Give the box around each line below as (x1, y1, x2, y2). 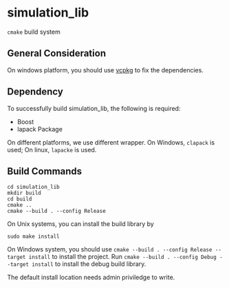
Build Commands (7, 165, 83, 177)
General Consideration (7, 48, 107, 59)
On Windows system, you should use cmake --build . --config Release (7, 245, 212, 254)
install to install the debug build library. (32, 260, 146, 268)
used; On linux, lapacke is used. (7, 145, 97, 154)
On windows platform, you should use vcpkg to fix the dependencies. (7, 65, 204, 74)
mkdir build (7, 189, 41, 197)
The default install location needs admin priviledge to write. (7, 274, 175, 282)
